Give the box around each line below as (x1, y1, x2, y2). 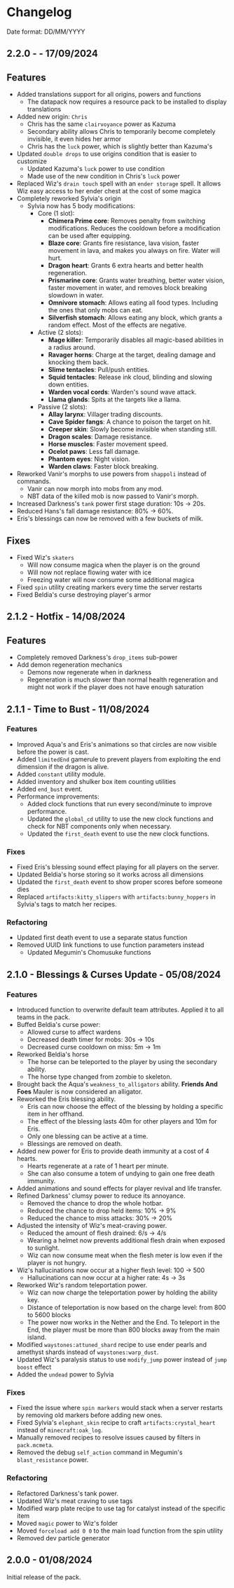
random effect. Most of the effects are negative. (48, 321, 187, 329)
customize (16, 157, 47, 165)
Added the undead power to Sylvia (16, 1370, 114, 1379)
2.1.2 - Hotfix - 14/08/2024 (6, 611, 126, 623)
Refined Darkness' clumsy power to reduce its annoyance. (16, 1192, 186, 1200)
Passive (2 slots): (37, 403, 88, 411)
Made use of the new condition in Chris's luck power (27, 172, 180, 181)
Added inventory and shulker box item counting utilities (16, 777, 177, 785)
